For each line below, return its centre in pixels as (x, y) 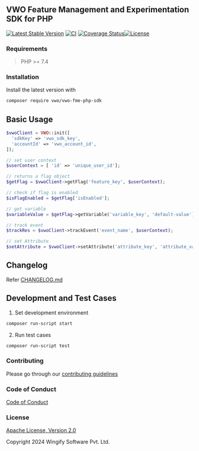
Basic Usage (30, 119)
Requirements (27, 49)
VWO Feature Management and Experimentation (98, 10)
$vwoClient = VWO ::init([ (38, 133)
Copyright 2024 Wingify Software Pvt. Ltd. (58, 442)
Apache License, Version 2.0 (41, 430)
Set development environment (52, 312)
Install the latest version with (41, 90)
